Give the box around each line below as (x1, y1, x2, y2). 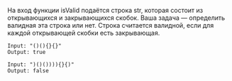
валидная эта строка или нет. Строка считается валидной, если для (7, 21, 214, 29)
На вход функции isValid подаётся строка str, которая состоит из (7, 6, 204, 14)
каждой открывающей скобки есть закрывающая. (7, 28, 160, 37)
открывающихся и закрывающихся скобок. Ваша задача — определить (7, 13, 226, 22)
